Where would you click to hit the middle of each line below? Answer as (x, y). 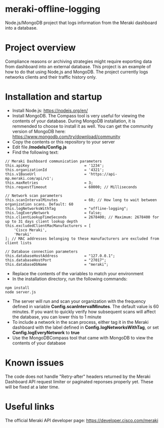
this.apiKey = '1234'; (55, 166)
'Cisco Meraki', (31, 230)
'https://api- (103, 174)
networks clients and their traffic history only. (51, 77)
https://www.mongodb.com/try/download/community (66, 137)
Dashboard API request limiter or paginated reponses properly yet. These (79, 381)
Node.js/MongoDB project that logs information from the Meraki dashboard (81, 23)
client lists (18, 243)
